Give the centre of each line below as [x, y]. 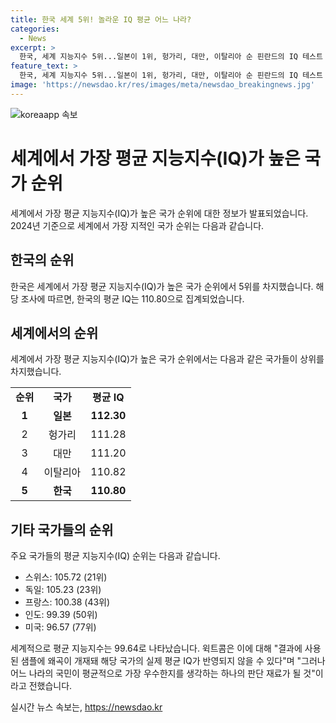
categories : [35, 29]
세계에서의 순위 [54, 332]
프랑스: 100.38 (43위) [67, 602]
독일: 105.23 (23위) [63, 590]
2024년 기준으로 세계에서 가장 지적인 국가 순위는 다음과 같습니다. [137, 225]
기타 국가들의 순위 [62, 529]
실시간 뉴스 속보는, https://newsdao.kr [86, 707]
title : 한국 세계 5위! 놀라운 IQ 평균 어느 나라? [101, 19]
